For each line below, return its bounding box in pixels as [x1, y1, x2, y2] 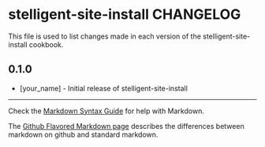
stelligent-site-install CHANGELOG [8, 6, 241, 24]
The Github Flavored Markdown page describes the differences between [8, 121, 244, 130]
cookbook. [28, 39, 64, 49]
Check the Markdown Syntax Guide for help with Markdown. [8, 106, 205, 116]
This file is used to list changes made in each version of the [8, 31, 201, 41]
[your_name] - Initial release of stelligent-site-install [19, 83, 188, 93]
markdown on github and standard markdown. [8, 130, 159, 139]
